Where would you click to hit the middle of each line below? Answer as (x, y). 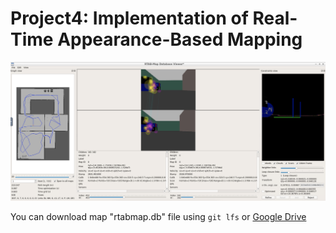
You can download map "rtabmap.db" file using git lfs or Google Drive (158, 216)
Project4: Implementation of (129, 18)
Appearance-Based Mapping (180, 39)
